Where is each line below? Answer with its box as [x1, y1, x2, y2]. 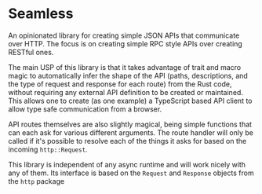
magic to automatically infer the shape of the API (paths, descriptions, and [8, 71, 249, 80]
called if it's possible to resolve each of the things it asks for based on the [8, 136, 247, 145]
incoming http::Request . [8, 145, 88, 154]
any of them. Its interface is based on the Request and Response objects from [8, 168, 254, 178]
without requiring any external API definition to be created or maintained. [8, 87, 243, 97]
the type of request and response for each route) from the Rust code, [8, 79, 233, 89]
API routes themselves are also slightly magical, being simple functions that [8, 119, 253, 129]
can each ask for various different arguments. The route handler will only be [8, 127, 253, 137]
